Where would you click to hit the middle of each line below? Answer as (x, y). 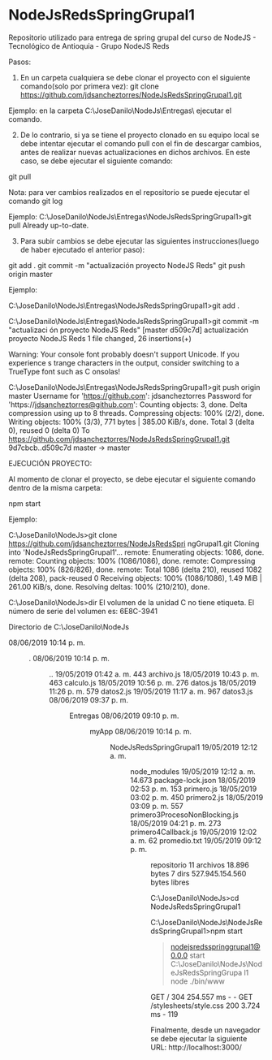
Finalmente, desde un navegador (206, 1030)
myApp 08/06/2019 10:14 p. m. (141, 731)
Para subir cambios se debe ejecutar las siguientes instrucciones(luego (140, 240)
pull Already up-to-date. (49, 225)
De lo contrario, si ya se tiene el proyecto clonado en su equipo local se (140, 135)
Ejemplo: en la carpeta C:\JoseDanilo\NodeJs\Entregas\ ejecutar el (120, 110)
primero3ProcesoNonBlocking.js (185, 815)
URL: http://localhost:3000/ (196, 1047)
